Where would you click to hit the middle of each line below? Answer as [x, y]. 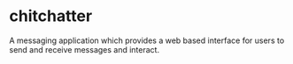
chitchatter [51, 16]
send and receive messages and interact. [85, 49]
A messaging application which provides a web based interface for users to [147, 40]
